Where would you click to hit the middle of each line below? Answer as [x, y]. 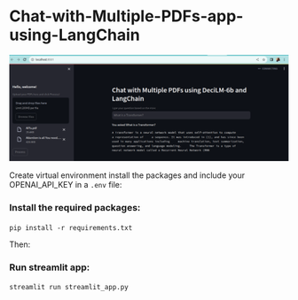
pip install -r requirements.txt [71, 227]
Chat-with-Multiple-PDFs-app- [126, 16]
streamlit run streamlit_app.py [69, 287]
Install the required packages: [75, 208]
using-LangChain [74, 35]
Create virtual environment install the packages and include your [127, 175]
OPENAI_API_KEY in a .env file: [66, 185]
